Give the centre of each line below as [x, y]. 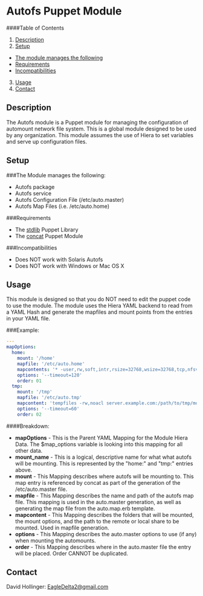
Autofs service [33, 193]
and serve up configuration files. [47, 141]
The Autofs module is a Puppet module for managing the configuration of [97, 122]
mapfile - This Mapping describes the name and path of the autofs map [105, 495]
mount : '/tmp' [35, 392]
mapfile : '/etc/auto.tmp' [50, 398]
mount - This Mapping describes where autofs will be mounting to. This [105, 476]
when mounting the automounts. [55, 540]
